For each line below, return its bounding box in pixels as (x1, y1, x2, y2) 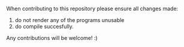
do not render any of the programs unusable (14, 17, 125, 23)
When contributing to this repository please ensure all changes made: (6, 5, 179, 12)
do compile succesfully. (14, 23, 74, 30)
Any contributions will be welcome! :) (6, 35, 98, 41)
